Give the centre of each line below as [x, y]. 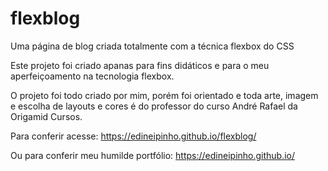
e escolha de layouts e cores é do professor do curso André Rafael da [154, 106]
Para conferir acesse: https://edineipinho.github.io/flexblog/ [133, 136]
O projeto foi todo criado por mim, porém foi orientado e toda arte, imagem [164, 95]
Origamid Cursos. [46, 116]
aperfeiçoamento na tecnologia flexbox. [92, 76]
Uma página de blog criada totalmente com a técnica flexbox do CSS [152, 46]
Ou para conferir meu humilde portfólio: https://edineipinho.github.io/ [153, 155]
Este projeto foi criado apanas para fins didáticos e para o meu [140, 65]
